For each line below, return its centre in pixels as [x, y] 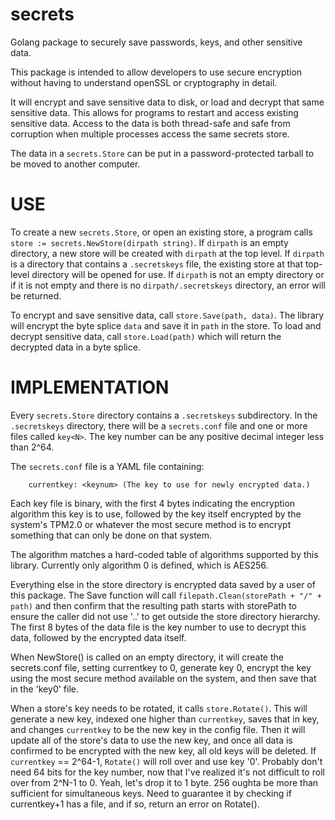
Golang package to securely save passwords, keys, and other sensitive [156, 42]
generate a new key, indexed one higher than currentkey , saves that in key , [165, 719]
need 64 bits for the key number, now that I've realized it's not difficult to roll [167, 772]
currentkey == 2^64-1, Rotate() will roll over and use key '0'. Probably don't [166, 761]
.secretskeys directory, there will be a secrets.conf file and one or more [159, 425]
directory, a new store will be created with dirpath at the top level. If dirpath [167, 253]
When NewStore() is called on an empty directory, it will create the [147, 657]
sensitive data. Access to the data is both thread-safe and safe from [150, 123]
